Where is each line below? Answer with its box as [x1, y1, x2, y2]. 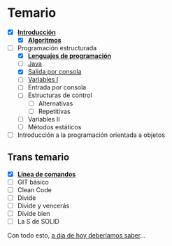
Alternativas [38, 99, 73, 108]
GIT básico [17, 178, 49, 186]
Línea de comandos [17, 170, 76, 178]
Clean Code [17, 185, 52, 194]
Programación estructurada [17, 44, 97, 52]
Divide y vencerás [17, 201, 70, 210]
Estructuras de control [27, 91, 92, 99]
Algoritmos [27, 36, 62, 44]
